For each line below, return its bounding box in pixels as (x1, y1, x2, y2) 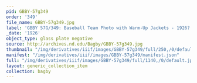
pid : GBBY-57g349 (6, 8, 49, 15)
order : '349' (6, 14, 38, 20)
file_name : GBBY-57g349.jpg (6, 19, 75, 25)
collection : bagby (6, 68, 51, 74)
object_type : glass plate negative (6, 36, 93, 41)
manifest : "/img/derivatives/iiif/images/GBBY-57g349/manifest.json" (6, 52, 180, 58)
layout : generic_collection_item (6, 63, 88, 69)
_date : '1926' (6, 30, 41, 36)
